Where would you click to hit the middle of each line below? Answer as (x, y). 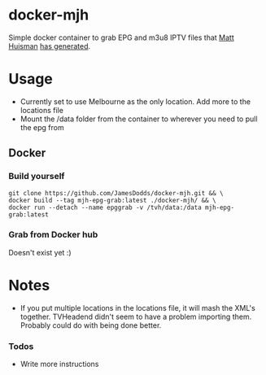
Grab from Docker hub (53, 235)
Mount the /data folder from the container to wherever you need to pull (139, 119)
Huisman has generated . (50, 46)
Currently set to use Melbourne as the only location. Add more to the (135, 101)
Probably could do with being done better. (91, 325)
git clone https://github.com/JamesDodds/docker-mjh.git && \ (116, 193)
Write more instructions (59, 364)
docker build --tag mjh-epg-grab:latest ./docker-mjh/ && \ (113, 200)
